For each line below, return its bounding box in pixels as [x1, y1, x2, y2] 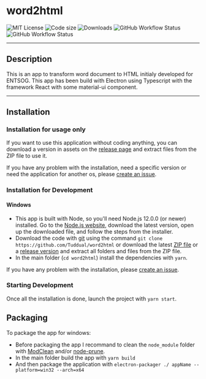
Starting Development [6, 281, 74, 289]
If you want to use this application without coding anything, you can [6, 139, 178, 147]
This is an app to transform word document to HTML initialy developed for [6, 70, 193, 77]
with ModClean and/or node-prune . [15, 347, 105, 354]
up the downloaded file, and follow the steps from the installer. [15, 228, 174, 235]
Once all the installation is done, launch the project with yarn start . [6, 295, 177, 302]
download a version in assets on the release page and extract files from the [6, 145, 197, 153]
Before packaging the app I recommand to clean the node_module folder [15, 341, 195, 348]
